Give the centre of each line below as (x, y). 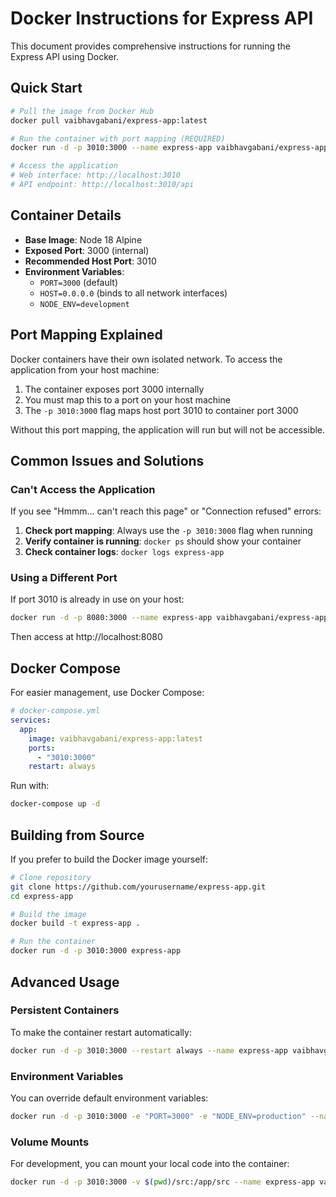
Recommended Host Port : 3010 (90, 261)
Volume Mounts (50, 1142)
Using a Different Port (64, 578)
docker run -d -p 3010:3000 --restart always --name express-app (149, 1050)
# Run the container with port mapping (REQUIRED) (118, 138)
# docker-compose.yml (55, 711)
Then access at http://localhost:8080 (86, 637)
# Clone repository (51, 877)
